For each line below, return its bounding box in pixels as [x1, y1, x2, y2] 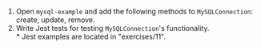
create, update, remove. [15, 15, 95, 24]
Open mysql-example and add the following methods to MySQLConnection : [15, 7, 254, 16]
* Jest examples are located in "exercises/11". [15, 32, 167, 41]
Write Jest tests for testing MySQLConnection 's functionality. [15, 24, 210, 32]
